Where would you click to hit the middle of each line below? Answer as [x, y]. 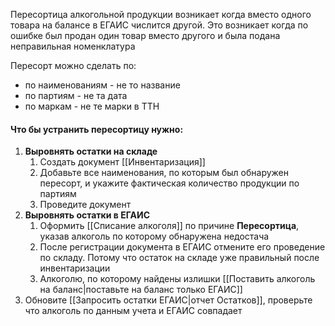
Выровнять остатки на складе [91, 151]
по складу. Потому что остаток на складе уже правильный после [179, 258]
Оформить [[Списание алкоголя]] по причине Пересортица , [169, 226]
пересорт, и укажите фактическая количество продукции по [169, 183]
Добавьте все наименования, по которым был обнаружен [164, 173]
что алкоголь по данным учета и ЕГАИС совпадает [133, 311]
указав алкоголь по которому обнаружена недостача [154, 236]
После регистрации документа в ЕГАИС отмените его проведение [182, 247]
